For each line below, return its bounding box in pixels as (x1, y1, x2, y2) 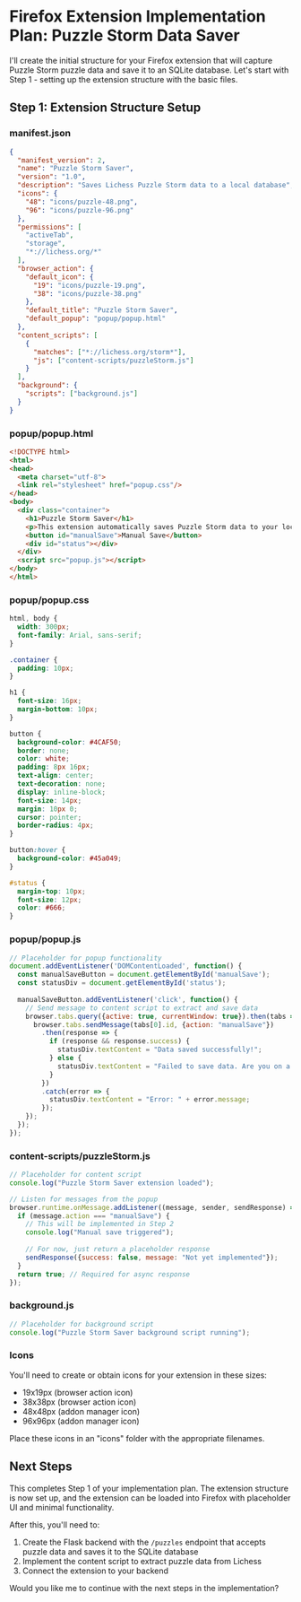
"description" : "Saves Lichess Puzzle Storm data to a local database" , (17, 181, 295, 190)
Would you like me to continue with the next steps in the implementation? (9, 1582, 279, 1593)
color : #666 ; (17, 903, 66, 912)
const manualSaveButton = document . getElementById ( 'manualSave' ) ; (17, 971, 271, 979)
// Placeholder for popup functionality (9, 953, 163, 962)
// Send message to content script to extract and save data (25, 1003, 258, 1013)
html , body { (9, 614, 58, 623)
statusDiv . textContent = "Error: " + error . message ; (48, 1095, 251, 1104)
